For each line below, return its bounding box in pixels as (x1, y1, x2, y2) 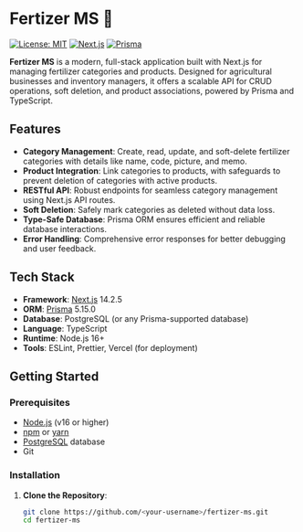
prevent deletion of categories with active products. (22, 175, 217, 186)
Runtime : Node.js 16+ (22, 333, 105, 344)
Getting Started (9, 368, 99, 384)
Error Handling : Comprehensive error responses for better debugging (22, 233, 286, 244)
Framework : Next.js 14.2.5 (22, 293, 123, 304)
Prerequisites (9, 396, 70, 409)
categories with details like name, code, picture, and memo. (22, 155, 248, 166)
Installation (9, 469, 61, 482)
